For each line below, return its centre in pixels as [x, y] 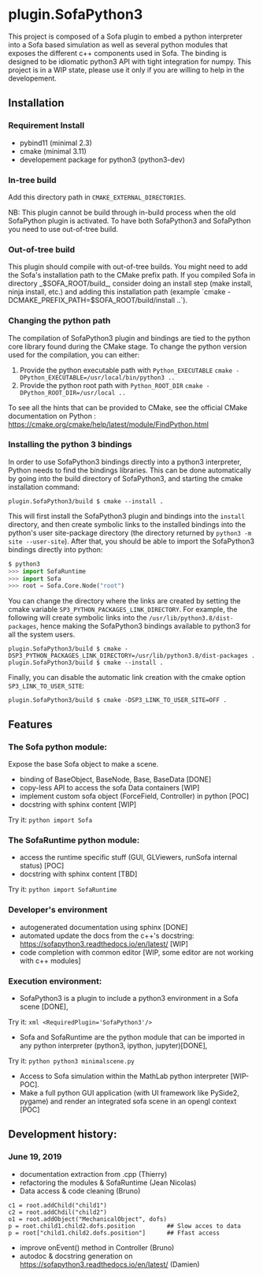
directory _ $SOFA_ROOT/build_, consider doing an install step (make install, [131, 284]
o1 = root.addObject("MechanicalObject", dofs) [88, 1219]
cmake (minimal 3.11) [53, 151]
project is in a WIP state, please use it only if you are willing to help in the [126, 69]
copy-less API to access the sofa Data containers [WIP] [109, 788]
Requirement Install [46, 125]
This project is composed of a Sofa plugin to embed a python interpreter [125, 36]
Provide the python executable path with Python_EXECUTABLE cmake [126, 370]
